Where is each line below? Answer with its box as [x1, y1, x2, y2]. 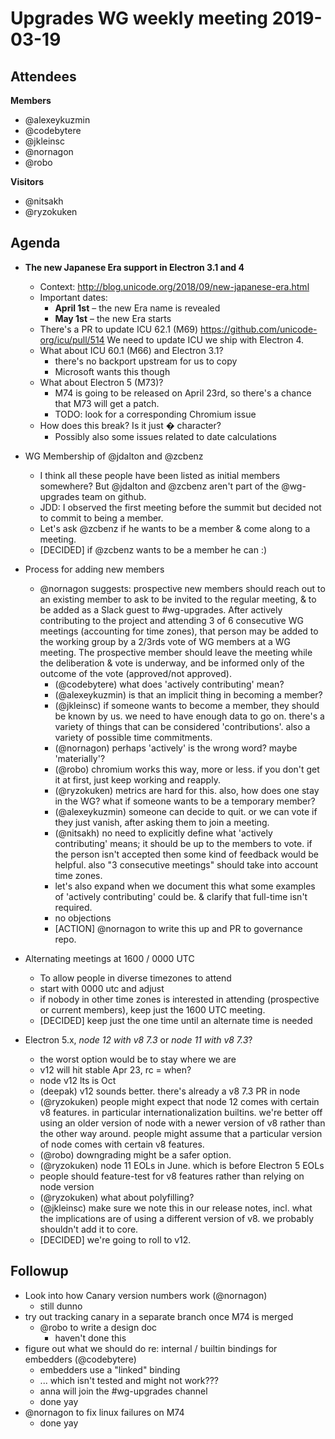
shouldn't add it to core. [39, 1223, 139, 1235]
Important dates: [39, 291, 108, 303]
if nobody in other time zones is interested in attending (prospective [39, 993, 320, 1005]
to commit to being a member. [39, 512, 164, 524]
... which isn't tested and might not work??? [39, 1374, 219, 1386]
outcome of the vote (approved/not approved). [39, 667, 232, 679]
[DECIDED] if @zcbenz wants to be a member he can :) [39, 543, 268, 556]
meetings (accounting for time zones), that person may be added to [39, 625, 319, 637]
